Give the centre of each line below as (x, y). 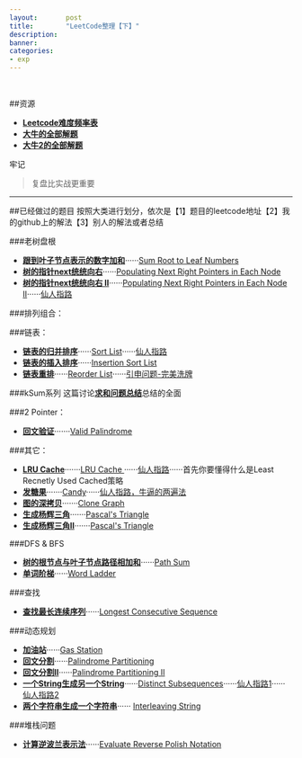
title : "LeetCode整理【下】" (75, 26)
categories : (31, 51)
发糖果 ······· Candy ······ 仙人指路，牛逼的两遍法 (104, 492)
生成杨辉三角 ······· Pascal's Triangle (86, 514)
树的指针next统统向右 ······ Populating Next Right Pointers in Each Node (151, 272)
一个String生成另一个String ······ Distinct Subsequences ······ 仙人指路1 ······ (154, 683)
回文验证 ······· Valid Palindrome (77, 431)
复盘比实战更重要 (63, 183)
